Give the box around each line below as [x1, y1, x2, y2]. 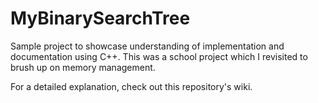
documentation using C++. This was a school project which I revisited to [10, 50, 308, 62]
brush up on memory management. [10, 61, 156, 73]
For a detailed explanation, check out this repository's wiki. [10, 80, 253, 92]
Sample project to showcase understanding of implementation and [10, 40, 285, 52]
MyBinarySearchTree [10, 7, 191, 30]
